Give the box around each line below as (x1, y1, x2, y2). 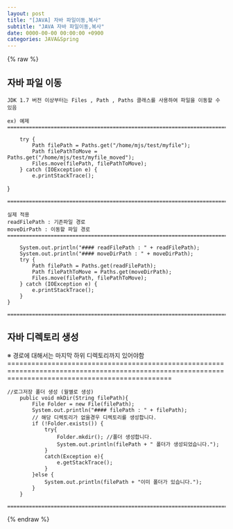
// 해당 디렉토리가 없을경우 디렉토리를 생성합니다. (32, 414, 157, 421)
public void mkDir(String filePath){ (19, 394, 129, 401)
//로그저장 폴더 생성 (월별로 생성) (7, 388, 94, 395)
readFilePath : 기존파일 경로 (7, 218, 86, 225)
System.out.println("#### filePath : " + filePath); (32, 406, 188, 413)
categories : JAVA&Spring (7, 36, 79, 43)
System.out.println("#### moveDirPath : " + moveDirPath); (19, 250, 194, 257)
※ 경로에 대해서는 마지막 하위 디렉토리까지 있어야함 (7, 351, 144, 359)
